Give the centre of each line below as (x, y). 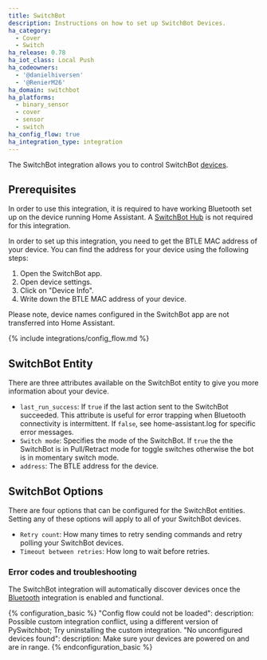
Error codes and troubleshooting (73, 571)
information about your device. (59, 391)
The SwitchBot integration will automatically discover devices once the (124, 589)
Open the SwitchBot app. (61, 274)
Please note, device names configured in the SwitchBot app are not (119, 314)
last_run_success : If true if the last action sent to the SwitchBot (124, 407)
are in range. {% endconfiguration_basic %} (80, 647)
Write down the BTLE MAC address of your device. (103, 299)
